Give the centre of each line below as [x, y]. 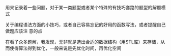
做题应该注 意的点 [24, 31]
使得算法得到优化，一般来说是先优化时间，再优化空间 [65, 48]
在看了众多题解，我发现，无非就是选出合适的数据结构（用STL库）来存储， [83, 42]
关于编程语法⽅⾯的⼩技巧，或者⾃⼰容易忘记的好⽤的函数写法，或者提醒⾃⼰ [85, 25]
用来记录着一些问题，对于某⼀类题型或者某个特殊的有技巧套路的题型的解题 [83, 7]
